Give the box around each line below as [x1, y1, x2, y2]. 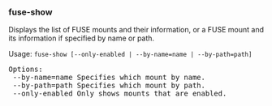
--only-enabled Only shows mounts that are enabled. [12, 89, 227, 99]
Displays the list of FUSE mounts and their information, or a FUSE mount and [8, 25, 265, 35]
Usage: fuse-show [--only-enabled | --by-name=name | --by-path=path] [8, 49, 253, 59]
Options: [8, 65, 43, 74]
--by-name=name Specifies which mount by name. [12, 73, 205, 83]
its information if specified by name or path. [8, 33, 155, 43]
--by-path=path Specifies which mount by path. [12, 81, 205, 91]
